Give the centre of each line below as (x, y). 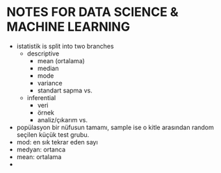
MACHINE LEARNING (68, 27)
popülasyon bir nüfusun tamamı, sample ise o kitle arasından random (115, 127)
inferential (41, 97)
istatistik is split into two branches (65, 46)
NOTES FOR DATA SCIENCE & (92, 12)
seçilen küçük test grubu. (53, 134)
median (48, 68)
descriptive (43, 53)
